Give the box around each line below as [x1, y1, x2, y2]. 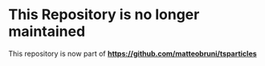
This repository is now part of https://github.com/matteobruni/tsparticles [8, 49, 257, 58]
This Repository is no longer [8, 6, 200, 24]
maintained [8, 22, 86, 41]
